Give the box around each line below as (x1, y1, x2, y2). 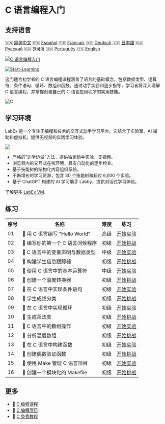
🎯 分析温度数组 (22, 332, 56, 339)
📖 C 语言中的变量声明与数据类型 (22, 248, 96, 255)
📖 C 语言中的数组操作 (22, 322, 71, 329)
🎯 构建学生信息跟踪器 (22, 258, 71, 265)
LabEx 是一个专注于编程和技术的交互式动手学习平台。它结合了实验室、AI (5, 128, 152, 134)
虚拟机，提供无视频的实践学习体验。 (13, 134, 87, 140)
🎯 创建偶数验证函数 (22, 351, 66, 357)
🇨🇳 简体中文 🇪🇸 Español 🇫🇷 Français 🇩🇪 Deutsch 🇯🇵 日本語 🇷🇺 (5, 40, 143, 45)
